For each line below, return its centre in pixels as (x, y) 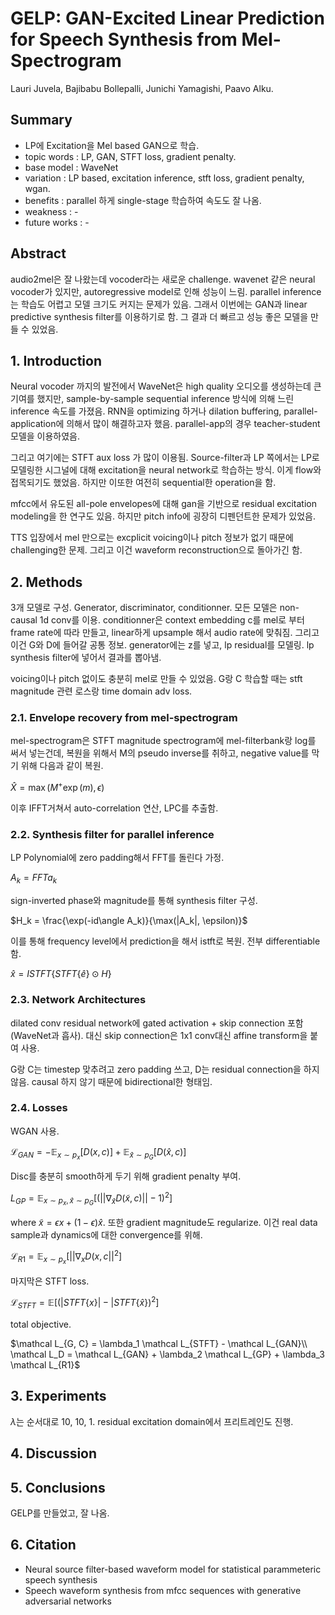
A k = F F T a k (34, 879)
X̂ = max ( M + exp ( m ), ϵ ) (57, 787)
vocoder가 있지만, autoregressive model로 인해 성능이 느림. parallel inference (166, 291)
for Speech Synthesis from (124, 39)
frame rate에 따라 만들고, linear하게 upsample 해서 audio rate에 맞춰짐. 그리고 (165, 633)
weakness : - (51, 211)
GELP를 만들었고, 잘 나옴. (60, 1513)
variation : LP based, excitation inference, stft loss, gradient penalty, (164, 178)
